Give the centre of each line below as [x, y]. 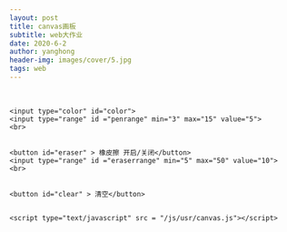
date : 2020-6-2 [38, 43]
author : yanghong [42, 52]
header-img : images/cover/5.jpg [70, 60]
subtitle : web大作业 [46, 35]
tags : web [28, 69]
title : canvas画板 [43, 26]
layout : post [34, 18]
